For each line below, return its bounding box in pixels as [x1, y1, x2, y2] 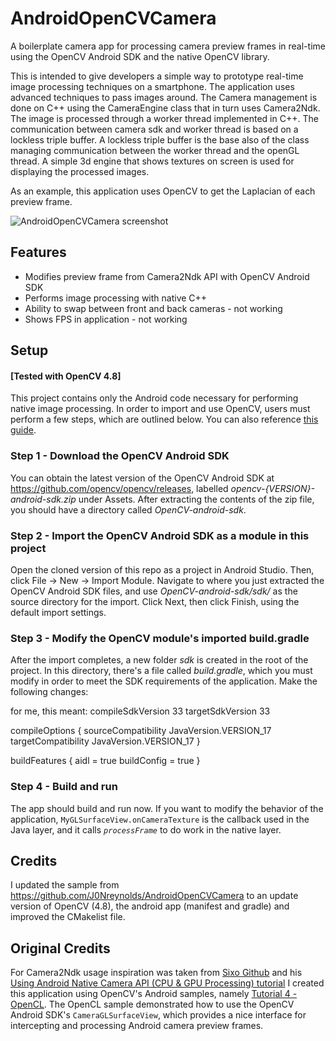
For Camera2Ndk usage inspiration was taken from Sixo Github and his [10, 967, 303, 979]
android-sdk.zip [10, 493, 77, 505]
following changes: [10, 686, 89, 698]
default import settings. [10, 606, 107, 618]
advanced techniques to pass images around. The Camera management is [10, 91, 318, 103]
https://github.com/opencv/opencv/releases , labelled [10, 482, 229, 494]
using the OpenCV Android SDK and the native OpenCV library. [10, 50, 270, 62]
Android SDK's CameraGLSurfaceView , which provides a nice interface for [10, 1009, 307, 1021]
